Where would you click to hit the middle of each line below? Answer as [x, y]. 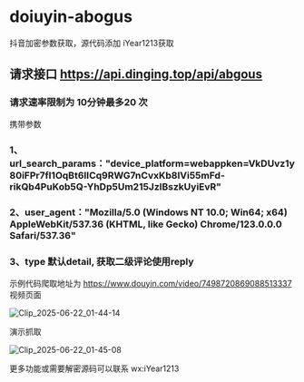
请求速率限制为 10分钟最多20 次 [78, 103]
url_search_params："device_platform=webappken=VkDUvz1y [152, 163]
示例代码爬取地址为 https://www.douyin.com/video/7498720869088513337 [151, 283]
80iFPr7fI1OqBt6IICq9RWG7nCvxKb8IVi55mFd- [117, 175]
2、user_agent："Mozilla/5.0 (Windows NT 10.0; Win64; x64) [148, 212]
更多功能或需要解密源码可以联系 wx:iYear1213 [94, 368]
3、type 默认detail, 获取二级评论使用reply [102, 262]
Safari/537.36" [43, 236]
